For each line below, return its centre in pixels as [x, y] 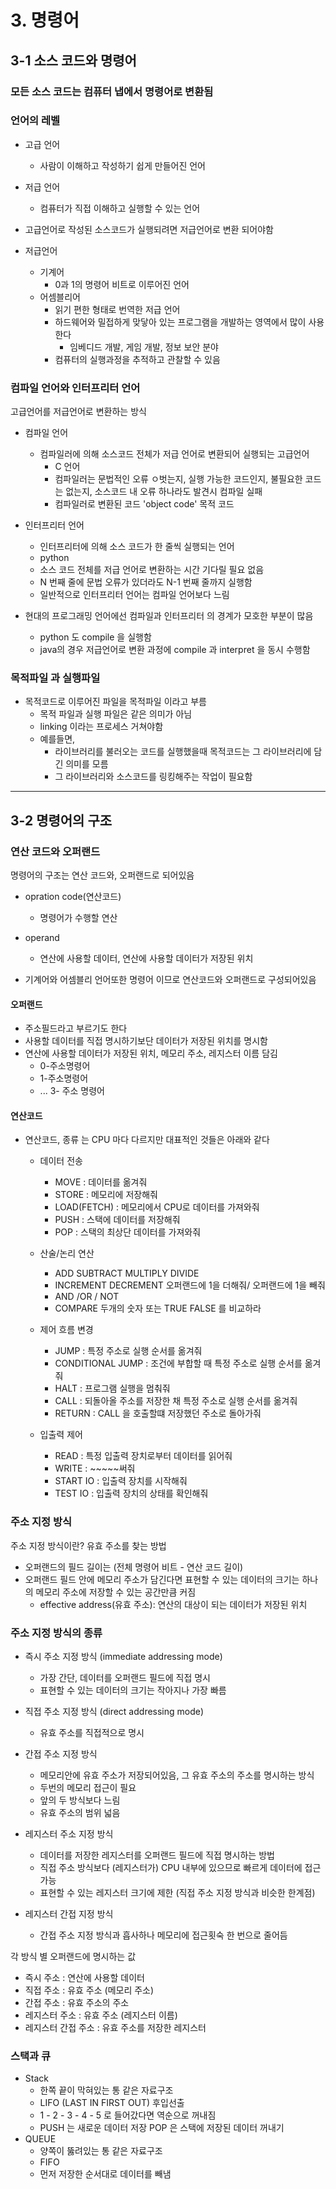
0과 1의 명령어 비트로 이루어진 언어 [122, 284]
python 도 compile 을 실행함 [95, 637]
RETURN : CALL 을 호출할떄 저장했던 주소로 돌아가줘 [158, 1413]
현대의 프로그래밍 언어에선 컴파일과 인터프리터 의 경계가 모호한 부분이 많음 [169, 616]
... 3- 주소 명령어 [72, 1091]
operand [42, 938]
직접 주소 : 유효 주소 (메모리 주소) [89, 1990]
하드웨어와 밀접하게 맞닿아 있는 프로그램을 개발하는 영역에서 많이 [180, 322]
